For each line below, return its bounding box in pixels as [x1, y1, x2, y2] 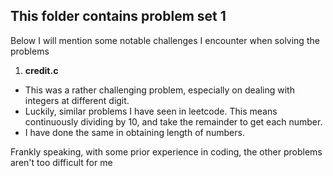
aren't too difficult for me [10, 156, 113, 168]
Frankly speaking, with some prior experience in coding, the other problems [10, 145, 323, 158]
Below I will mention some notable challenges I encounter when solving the [10, 34, 320, 46]
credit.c [24, 64, 59, 76]
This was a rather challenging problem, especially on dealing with [24, 84, 295, 96]
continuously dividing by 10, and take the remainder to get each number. [24, 115, 323, 128]
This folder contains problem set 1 [10, 8, 227, 25]
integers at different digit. [24, 94, 130, 106]
